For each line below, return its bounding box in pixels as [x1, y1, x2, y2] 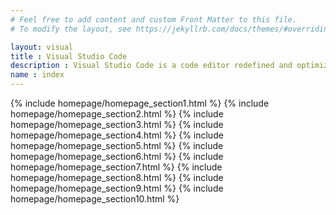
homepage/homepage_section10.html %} [10, 193, 180, 205]
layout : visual [10, 42, 74, 52]
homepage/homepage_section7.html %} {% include [10, 161, 223, 173]
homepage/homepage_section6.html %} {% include [10, 151, 224, 162]
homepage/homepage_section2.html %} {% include [10, 108, 224, 120]
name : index [10, 70, 65, 80]
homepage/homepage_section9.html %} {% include [10, 182, 224, 194]
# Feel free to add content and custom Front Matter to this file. [10, 14, 298, 25]
